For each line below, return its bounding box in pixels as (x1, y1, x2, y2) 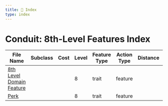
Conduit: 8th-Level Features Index (5, 33, 151, 45)
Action (116, 51, 132, 58)
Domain (7, 78, 26, 85)
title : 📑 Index (5, 7, 37, 12)
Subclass (30, 54, 53, 61)
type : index (5, 12, 30, 17)
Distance (137, 54, 159, 61)
